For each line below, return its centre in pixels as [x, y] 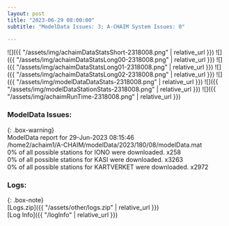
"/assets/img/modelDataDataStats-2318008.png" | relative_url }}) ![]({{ [117, 82]
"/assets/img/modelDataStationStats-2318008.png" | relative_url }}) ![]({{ [112, 89]
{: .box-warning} [31, 130]
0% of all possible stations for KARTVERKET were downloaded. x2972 [108, 167]
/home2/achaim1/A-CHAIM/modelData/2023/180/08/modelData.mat [105, 145]
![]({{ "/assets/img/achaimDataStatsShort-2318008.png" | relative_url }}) [111, 52]
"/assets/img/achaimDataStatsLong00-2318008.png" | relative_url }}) [116, 60]
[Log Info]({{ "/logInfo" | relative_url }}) [63, 215]
